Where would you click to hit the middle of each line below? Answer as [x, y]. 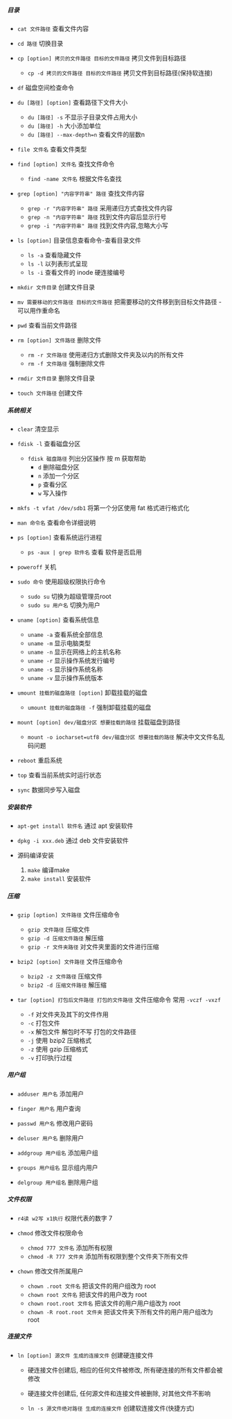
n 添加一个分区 [59, 475]
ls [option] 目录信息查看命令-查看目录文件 [79, 240]
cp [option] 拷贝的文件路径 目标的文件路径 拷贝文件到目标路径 [102, 58]
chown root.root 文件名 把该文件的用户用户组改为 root [104, 1303]
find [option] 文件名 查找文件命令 [66, 164]
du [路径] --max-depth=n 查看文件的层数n [86, 134]
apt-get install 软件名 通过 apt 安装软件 [75, 826]
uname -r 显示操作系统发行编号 [71, 660]
